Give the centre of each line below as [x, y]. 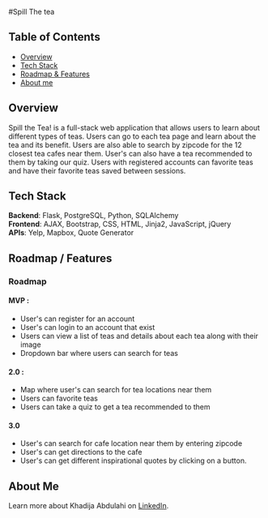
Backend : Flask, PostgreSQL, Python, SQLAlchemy [94, 216]
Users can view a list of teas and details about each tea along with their [139, 336]
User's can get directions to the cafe [81, 452]
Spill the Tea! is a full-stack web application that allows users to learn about [134, 127]
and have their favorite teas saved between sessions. [97, 170]
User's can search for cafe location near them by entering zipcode [131, 443]
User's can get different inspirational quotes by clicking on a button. [133, 460]
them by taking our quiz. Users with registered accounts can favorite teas [131, 162]
